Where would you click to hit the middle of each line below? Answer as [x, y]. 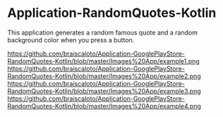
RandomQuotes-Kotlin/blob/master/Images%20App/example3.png [104, 91]
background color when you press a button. [71, 39]
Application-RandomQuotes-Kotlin [112, 13]
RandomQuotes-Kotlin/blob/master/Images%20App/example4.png [104, 106]
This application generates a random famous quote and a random [102, 32]
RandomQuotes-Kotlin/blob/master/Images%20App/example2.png [104, 76]
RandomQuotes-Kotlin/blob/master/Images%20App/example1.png [103, 61]
